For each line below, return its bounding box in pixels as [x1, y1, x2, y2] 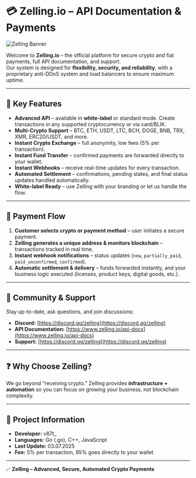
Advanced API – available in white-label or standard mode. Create [14, 115, 175, 122]
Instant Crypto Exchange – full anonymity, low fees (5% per [14, 139, 160, 146]
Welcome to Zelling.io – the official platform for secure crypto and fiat [6, 51, 174, 58]
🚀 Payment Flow [6, 212, 66, 221]
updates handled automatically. [14, 176, 90, 183]
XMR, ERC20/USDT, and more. [14, 133, 89, 140]
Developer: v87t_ [14, 430, 57, 437]
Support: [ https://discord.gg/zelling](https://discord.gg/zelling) [14, 338, 167, 345]
